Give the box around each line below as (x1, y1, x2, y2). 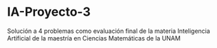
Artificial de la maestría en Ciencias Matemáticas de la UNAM (7, 34, 181, 42)
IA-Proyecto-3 (7, 4, 91, 20)
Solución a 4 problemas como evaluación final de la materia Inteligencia (7, 27, 211, 35)
